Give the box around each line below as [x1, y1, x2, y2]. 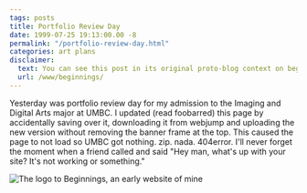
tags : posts [9, 13, 55, 23]
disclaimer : [9, 56, 55, 65]
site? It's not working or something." [9, 156, 146, 167]
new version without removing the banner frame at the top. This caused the [9, 127, 294, 137]
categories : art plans [9, 47, 96, 56]
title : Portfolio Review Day [9, 22, 121, 31]
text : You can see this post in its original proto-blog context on [17, 65, 284, 74]
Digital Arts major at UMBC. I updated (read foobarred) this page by [9, 107, 264, 118]
